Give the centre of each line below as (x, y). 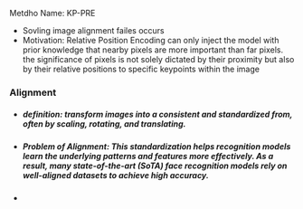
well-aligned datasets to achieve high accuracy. (116, 175)
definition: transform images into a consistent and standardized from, (157, 114)
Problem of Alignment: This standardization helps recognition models (156, 146)
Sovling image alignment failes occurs (93, 30)
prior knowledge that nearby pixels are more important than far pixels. (152, 50)
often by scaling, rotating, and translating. (104, 123)
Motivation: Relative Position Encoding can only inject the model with (151, 40)
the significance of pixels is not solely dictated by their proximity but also (158, 59)
